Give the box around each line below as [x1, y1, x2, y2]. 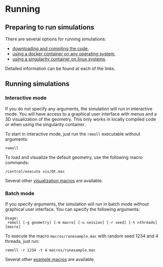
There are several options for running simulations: [5, 36, 106, 42]
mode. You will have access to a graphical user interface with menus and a [5, 111, 157, 117]
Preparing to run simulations [5, 23, 95, 31]
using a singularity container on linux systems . [12, 56, 107, 62]
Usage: [5, 215, 19, 221]
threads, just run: [5, 238, 40, 244]
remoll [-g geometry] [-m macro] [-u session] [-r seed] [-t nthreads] [7, 220, 158, 225]
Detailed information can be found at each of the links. [5, 65, 116, 71]
